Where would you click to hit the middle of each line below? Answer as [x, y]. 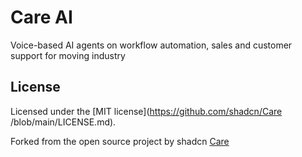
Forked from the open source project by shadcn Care [120, 141]
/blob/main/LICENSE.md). [63, 122]
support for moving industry [68, 55]
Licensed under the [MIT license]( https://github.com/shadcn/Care [146, 111]
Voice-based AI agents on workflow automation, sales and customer [151, 45]
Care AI [41, 17]
